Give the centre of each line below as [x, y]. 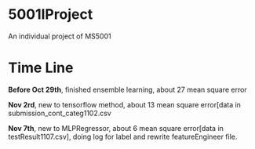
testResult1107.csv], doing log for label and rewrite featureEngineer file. [123, 136]
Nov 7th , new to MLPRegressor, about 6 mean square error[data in [116, 128]
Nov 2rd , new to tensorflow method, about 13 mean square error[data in [125, 104]
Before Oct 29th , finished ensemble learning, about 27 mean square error [127, 89]
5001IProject [51, 15]
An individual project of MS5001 [60, 36]
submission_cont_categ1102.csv [60, 113]
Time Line [41, 68]
